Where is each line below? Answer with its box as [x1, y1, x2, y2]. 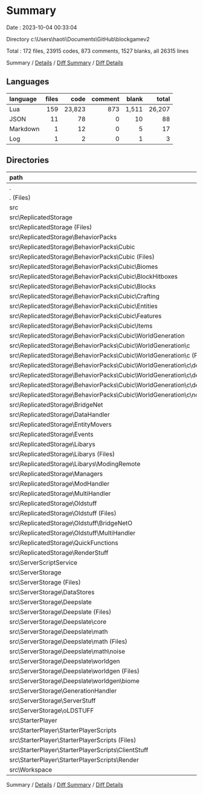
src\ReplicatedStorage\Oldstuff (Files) [9, 509, 117, 517]
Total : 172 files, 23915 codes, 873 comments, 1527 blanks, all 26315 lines [6, 47, 189, 55]
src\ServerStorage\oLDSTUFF [9, 706, 94, 714]
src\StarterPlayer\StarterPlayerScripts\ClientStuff [9, 745, 149, 754]
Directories [6, 155, 50, 166]
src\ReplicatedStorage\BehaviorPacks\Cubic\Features [9, 311, 162, 320]
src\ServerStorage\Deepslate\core [9, 617, 107, 626]
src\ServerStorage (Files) [9, 578, 82, 586]
